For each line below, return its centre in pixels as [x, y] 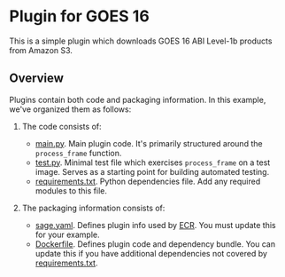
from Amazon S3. [41, 50]
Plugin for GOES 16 [80, 16]
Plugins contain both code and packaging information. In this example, [138, 99]
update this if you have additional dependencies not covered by [151, 253]
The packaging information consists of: [93, 208]
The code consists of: [62, 126]
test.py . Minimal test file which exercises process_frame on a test [153, 162]
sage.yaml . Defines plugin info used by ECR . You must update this [155, 225]
